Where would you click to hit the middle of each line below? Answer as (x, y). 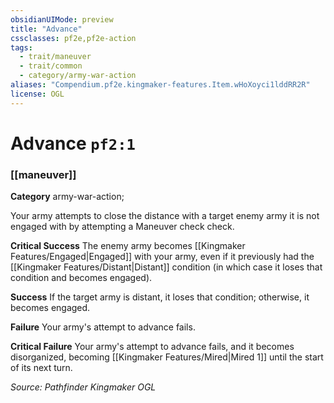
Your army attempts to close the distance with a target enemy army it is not (165, 216)
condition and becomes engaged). (81, 278)
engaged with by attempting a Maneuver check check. (122, 227)
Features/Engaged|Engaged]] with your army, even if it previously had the (162, 257)
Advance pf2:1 (73, 143)
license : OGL (37, 94)
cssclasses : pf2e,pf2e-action (73, 38)
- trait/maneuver (55, 57)
